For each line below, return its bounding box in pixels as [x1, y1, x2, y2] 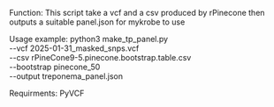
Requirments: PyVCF [9, 88, 85, 98]
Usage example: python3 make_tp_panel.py [9, 34, 169, 44]
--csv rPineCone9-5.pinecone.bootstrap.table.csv [9, 53, 192, 62]
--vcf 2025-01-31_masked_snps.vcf [9, 43, 140, 53]
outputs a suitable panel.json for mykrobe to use [9, 17, 186, 27]
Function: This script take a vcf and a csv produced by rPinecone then [9, 8, 265, 18]
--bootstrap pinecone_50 [9, 61, 101, 72]
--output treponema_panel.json [9, 71, 124, 82]
